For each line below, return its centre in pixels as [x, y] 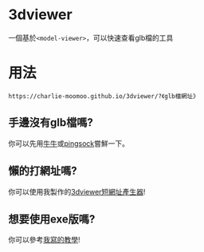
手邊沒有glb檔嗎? [51, 122]
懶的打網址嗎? [43, 171]
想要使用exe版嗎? [52, 219]
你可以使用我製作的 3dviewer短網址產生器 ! [77, 191]
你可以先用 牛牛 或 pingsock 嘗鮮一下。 [69, 143]
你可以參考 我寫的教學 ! [45, 240]
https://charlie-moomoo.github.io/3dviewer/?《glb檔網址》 [104, 96]
